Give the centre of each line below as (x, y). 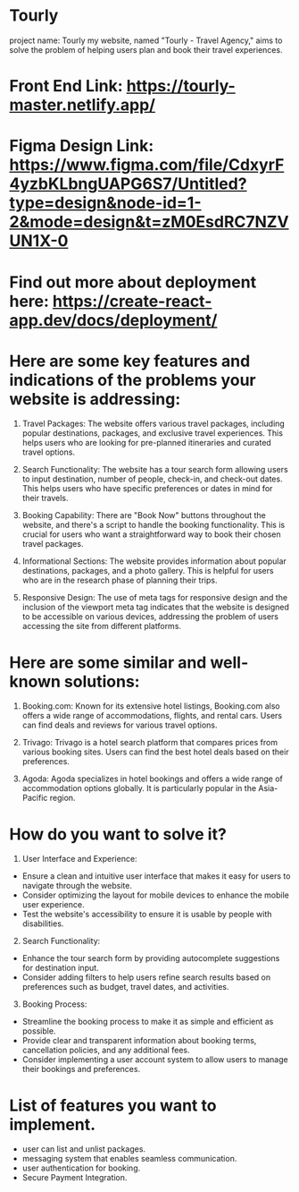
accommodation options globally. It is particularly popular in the (139, 788)
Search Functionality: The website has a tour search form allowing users (155, 470)
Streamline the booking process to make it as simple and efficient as (148, 1022)
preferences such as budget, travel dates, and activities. (125, 987)
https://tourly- (181, 86)
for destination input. (61, 968)
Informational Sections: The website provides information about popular (154, 561)
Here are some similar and (108, 662)
